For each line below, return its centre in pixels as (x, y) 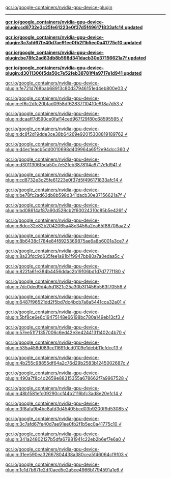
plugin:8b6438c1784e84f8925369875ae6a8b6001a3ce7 (65, 241)
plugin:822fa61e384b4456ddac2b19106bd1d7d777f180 (63, 271)
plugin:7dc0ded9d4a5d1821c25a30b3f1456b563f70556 (64, 287)
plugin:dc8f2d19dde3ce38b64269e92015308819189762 (64, 134)
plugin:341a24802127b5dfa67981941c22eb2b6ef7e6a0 (63, 439)
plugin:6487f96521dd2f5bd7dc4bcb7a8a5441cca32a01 (64, 302)
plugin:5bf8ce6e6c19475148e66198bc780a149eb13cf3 (63, 317)
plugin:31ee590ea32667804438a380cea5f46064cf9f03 (64, 454)
